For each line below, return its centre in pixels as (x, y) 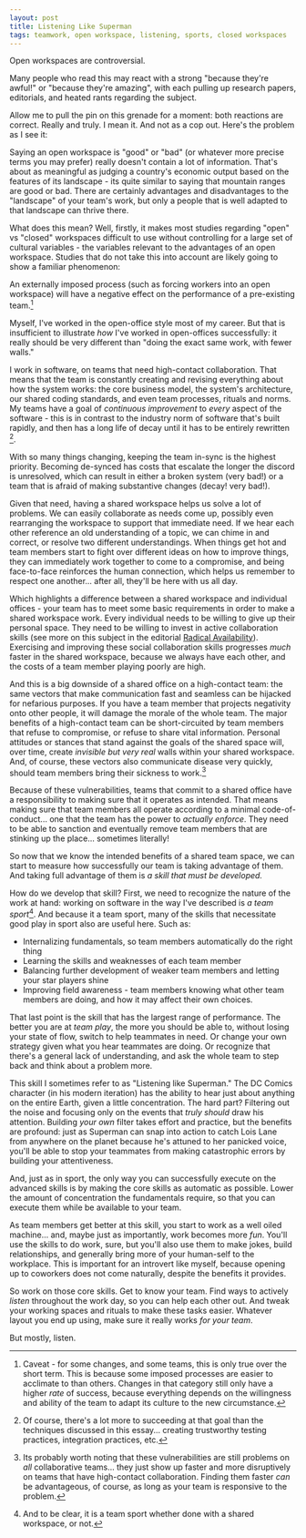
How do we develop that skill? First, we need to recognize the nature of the (150, 893)
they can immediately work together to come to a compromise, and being (147, 561)
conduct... (29, 819)
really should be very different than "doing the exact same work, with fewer (151, 343)
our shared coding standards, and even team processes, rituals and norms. (150, 399)
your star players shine (66, 980)
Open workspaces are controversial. (77, 61)
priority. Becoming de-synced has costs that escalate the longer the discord (153, 467)
